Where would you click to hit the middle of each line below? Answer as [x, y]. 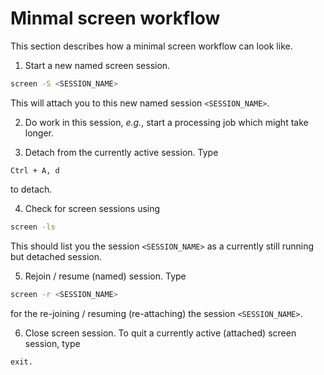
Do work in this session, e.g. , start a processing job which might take [166, 122]
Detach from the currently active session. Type [121, 152]
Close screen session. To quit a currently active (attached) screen [160, 333]
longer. [39, 133]
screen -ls [33, 227]
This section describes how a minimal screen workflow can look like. [151, 46]
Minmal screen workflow [115, 18]
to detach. [31, 189]
